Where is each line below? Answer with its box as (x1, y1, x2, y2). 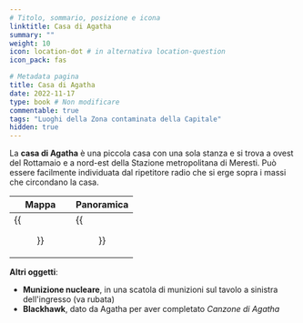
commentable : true (9, 106, 79, 115)
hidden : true (9, 123, 59, 132)
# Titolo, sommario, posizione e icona (9, 13, 161, 23)
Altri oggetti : (9, 267, 59, 278)
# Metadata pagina (9, 72, 79, 82)
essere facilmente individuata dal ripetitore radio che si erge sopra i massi (9, 167, 287, 178)
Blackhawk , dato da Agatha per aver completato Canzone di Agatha (22, 304, 280, 315)
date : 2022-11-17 (9, 88, 76, 98)
